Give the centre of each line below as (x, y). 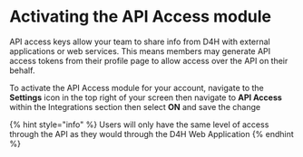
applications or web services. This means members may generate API (140, 51)
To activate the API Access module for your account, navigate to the (137, 88)
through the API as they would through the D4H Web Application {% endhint (152, 134)
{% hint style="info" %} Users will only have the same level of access (139, 125)
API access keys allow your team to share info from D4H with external (140, 42)
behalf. (22, 70)
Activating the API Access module (141, 17)
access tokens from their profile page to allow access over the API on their (149, 60)
